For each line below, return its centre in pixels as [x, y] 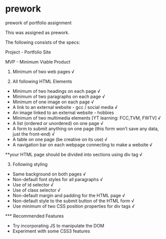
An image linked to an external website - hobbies [63, 112]
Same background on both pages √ [49, 174]
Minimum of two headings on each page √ [56, 91]
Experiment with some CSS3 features [51, 231]
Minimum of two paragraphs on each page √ [59, 96]
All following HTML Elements [42, 81]
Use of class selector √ [36, 190]
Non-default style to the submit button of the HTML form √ [73, 201]
